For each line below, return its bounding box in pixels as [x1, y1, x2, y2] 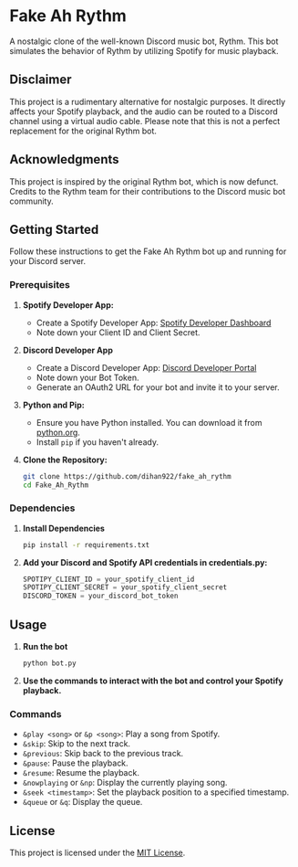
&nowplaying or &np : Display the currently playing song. [22, 777, 228, 788]
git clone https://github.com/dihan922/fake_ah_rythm [22, 471, 231, 481]
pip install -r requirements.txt [22, 540, 150, 549]
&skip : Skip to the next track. [22, 738, 130, 749]
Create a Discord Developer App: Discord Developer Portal [36, 362, 257, 373]
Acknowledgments [9, 152, 120, 167]
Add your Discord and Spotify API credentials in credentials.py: [22, 556, 268, 567]
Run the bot [22, 641, 68, 652]
